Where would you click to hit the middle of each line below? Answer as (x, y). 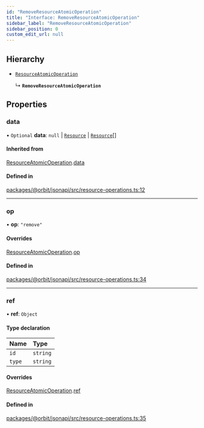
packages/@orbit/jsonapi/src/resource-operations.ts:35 (76, 418)
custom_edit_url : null (35, 35)
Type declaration (28, 328)
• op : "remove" (24, 225)
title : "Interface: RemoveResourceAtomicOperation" (73, 18)
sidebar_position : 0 (32, 29)
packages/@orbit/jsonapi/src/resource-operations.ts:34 (76, 279)
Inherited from (25, 149)
